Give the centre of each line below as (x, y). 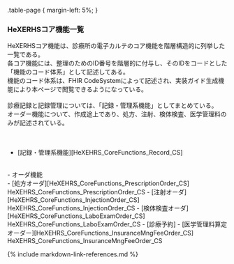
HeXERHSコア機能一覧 (46, 29)
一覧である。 (25, 54)
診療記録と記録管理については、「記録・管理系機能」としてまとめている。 (112, 106)
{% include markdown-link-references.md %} (73, 254)
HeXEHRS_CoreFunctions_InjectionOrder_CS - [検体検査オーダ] (98, 208)
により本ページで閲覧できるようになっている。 (80, 89)
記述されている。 (44, 123)
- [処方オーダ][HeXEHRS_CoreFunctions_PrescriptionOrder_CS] (98, 183)
